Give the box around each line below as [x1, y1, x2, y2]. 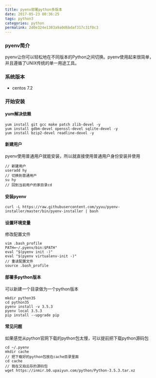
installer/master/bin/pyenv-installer [5, 209, 83, 214]
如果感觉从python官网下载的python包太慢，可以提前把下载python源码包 [5, 335, 149, 341]
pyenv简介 [5, 42, 30, 49]
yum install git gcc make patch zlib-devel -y [5, 122, 101, 127]
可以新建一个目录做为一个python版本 [5, 286, 78, 292]
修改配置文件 [5, 232, 31, 237]
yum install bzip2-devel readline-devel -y [5, 130, 94, 135]
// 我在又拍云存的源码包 [5, 363, 48, 369]
